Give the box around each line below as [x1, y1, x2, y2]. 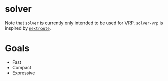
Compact [12, 64, 31, 70]
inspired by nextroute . [5, 25, 51, 31]
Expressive [12, 70, 35, 76]
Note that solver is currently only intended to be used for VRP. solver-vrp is [5, 20, 163, 26]
